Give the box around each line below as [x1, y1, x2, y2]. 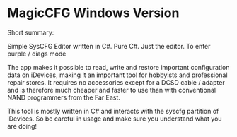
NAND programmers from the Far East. [7, 93, 120, 102]
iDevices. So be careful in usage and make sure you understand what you [7, 114, 222, 123]
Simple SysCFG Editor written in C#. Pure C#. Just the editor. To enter [7, 42, 211, 50]
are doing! [7, 121, 37, 130]
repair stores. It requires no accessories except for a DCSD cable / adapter [7, 78, 225, 86]
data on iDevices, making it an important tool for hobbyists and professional [7, 71, 228, 79]
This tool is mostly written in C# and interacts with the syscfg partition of [7, 107, 219, 115]
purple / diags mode [7, 49, 67, 58]
